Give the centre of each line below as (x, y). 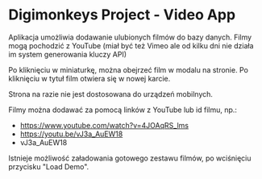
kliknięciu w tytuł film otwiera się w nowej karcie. (89, 78)
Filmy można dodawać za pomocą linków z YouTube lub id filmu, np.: (123, 110)
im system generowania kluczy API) (68, 54)
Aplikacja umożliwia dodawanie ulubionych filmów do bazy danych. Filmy (130, 37)
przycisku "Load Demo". (49, 166)
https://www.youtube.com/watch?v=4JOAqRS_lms (104, 125)
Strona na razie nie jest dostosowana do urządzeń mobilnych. (111, 94)
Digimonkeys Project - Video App (122, 15)
